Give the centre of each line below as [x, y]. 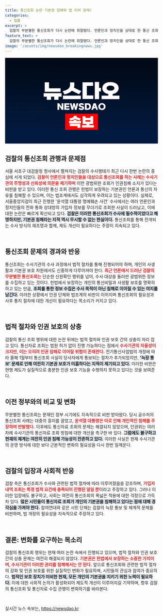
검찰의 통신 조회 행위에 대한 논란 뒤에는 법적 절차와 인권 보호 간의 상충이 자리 [77, 339]
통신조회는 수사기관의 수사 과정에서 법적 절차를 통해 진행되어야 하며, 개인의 [76, 264]
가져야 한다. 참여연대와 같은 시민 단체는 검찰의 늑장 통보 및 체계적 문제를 [86, 508]
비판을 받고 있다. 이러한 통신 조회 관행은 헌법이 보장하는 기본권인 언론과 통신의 [79, 190]
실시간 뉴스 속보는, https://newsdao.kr [42, 609]
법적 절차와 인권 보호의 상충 [43, 327]
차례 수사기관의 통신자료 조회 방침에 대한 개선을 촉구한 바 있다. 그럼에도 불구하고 [81, 433]
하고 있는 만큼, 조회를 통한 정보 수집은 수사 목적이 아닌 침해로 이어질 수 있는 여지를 [81, 288]
